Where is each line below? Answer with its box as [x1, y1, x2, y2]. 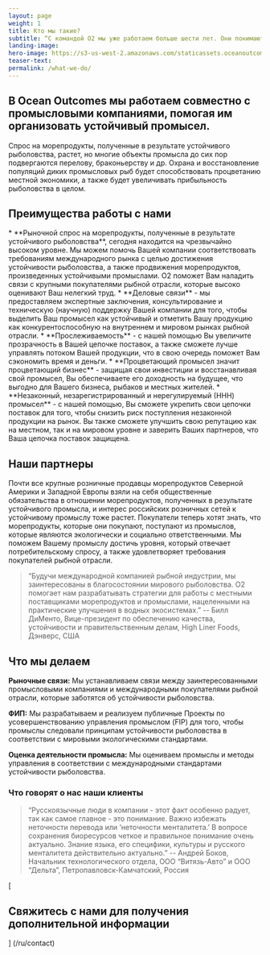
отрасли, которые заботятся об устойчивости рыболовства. [8, 693, 215, 702]
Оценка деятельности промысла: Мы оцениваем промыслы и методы [8, 750, 255, 759]
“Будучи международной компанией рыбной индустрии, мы [27, 571, 236, 581]
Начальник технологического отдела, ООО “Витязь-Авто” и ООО [27, 857, 251, 866]
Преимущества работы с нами [8, 206, 171, 220]
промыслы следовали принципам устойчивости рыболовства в [8, 726, 227, 735]
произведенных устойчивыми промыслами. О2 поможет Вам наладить [8, 271, 255, 280]
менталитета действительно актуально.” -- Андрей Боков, [27, 848, 229, 858]
